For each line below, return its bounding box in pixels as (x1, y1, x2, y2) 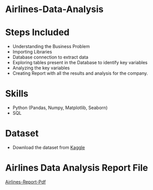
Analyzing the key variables (12, 65, 70, 71)
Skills (5, 88, 29, 100)
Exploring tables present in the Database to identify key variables (12, 60, 147, 66)
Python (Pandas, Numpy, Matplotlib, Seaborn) (12, 105, 108, 111)
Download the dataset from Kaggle (12, 145, 85, 150)
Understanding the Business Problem (12, 43, 90, 50)
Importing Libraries (12, 49, 52, 55)
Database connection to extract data (12, 54, 89, 60)
